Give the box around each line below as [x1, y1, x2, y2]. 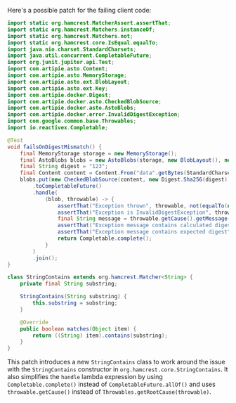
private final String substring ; [20, 281, 118, 288]
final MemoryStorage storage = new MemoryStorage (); [20, 150, 178, 157]
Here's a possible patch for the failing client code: [7, 6, 152, 14]
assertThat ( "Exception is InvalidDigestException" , [57, 209, 212, 216]
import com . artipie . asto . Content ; [7, 65, 109, 72]
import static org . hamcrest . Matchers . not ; [7, 32, 133, 39]
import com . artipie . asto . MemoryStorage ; [7, 72, 128, 79]
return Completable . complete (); [57, 235, 152, 242]
